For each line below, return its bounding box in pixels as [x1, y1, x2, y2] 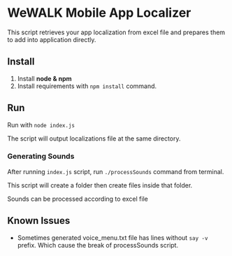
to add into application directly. [7, 35, 96, 43]
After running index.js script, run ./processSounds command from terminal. [7, 167, 224, 176]
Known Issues [7, 215, 71, 227]
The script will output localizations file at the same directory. [7, 134, 181, 143]
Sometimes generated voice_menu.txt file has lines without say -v [17, 233, 208, 242]
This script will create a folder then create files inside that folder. [7, 180, 193, 190]
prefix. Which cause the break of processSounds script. [17, 241, 179, 249]
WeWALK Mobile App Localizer [7, 5, 191, 21]
